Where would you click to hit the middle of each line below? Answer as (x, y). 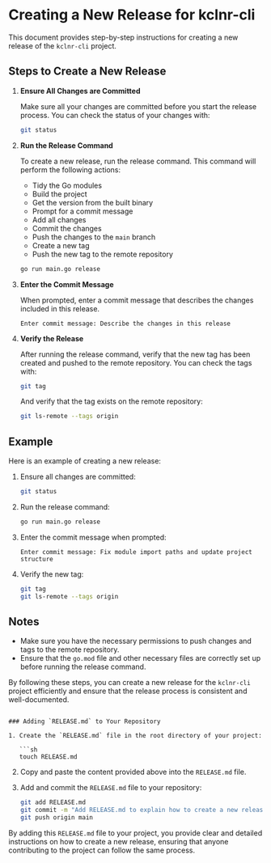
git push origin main (56, 818)
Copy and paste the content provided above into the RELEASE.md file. (133, 772)
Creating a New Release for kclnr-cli (132, 15)
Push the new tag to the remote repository (103, 254)
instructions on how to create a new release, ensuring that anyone (119, 842)
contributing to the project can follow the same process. (102, 850)
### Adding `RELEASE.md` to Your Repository (85, 721)
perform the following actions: (70, 169)
